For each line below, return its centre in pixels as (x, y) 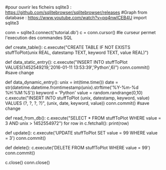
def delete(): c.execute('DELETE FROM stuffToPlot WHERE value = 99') (78, 148)
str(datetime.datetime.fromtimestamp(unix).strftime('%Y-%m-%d (72, 87)
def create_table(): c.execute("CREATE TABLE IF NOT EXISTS (68, 47)
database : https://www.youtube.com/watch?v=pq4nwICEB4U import (76, 18)
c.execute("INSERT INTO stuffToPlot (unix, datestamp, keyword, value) (77, 98)
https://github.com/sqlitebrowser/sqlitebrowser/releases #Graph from (76, 12)
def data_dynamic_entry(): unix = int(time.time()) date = (62, 82)
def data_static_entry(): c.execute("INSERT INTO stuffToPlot (66, 62)
